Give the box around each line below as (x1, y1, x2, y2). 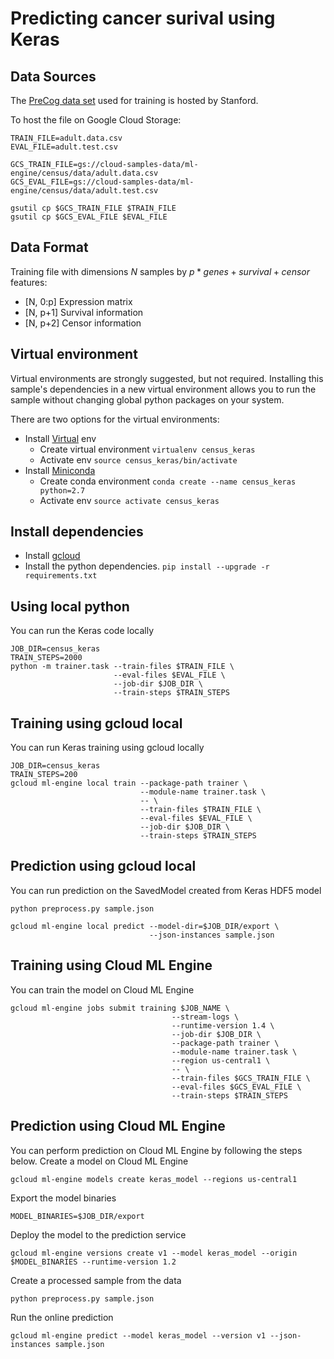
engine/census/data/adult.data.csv (10, 168, 159, 178)
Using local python (10, 598, 130, 615)
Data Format (10, 239, 89, 256)
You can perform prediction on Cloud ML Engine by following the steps (10, 1144, 303, 1156)
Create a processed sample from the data (10, 1274, 182, 1286)
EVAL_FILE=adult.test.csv (10, 142, 118, 152)
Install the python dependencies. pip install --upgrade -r (24, 560, 270, 572)
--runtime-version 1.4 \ (171, 1020, 275, 1031)
